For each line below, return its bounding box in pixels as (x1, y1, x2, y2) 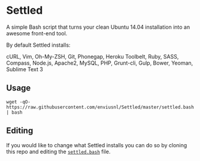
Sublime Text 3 (6, 65, 43, 72)
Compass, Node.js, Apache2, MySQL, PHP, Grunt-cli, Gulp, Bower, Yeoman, (6, 59, 193, 66)
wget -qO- (6, 99, 31, 105)
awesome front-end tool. (6, 29, 68, 37)
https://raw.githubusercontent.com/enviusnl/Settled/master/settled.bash (6, 104, 195, 110)
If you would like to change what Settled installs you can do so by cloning (6, 141, 187, 148)
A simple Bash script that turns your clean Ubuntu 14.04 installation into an (6, 23, 190, 31)
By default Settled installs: (6, 41, 71, 48)
